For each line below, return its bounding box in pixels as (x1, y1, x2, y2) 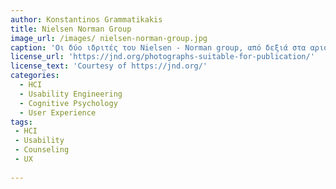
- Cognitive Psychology (19, 98, 118, 108)
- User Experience (19, 107, 97, 118)
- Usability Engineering (19, 89, 123, 99)
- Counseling (14, 145, 70, 155)
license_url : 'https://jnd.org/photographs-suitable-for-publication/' (10, 52, 315, 62)
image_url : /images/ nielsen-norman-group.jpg (10, 33, 208, 43)
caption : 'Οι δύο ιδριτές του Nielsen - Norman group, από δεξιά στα (10, 42, 307, 53)
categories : (10, 71, 60, 81)
